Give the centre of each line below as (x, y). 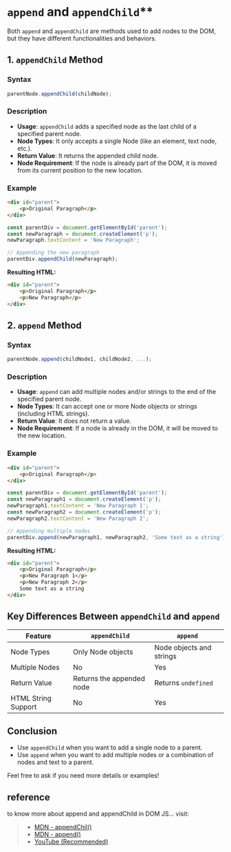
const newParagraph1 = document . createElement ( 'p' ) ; (84, 499)
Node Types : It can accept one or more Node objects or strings (107, 406)
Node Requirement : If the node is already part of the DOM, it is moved (117, 163)
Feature (38, 635)
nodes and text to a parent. (55, 762)
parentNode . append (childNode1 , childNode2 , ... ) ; (80, 359)
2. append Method (45, 325)
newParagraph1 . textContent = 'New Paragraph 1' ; (78, 506)
